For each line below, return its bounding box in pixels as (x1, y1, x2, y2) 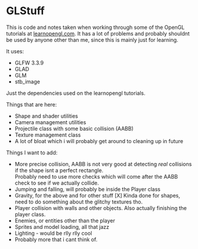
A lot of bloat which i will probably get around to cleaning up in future (14, 137, 184, 144)
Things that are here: (6, 101, 57, 108)
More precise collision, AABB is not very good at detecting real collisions (14, 160, 192, 167)
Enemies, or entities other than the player (14, 217, 115, 224)
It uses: (6, 47, 24, 54)
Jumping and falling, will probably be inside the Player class (14, 185, 161, 193)
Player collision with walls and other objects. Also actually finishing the (14, 204, 187, 211)
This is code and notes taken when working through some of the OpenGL (6, 24, 185, 31)
